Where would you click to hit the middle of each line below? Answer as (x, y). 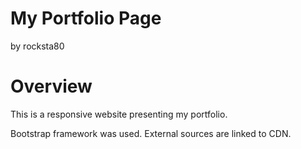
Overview (51, 86)
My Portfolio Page (86, 18)
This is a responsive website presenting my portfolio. (119, 114)
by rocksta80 (37, 46)
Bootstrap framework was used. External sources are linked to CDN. (151, 133)
